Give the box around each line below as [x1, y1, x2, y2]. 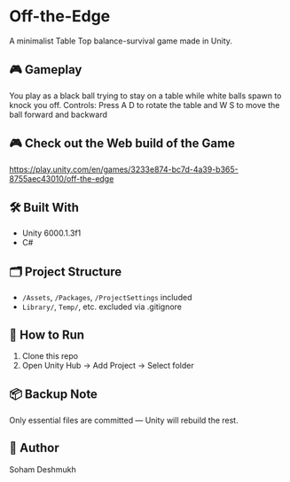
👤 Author [9, 440, 59, 455]
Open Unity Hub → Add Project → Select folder [21, 361, 194, 370]
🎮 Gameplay [9, 62, 82, 77]
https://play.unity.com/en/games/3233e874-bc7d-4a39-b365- [9, 164, 239, 175]
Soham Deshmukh [9, 463, 77, 475]
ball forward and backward [9, 109, 108, 120]
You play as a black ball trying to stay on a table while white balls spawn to [9, 90, 282, 101]
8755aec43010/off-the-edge [9, 173, 114, 183]
